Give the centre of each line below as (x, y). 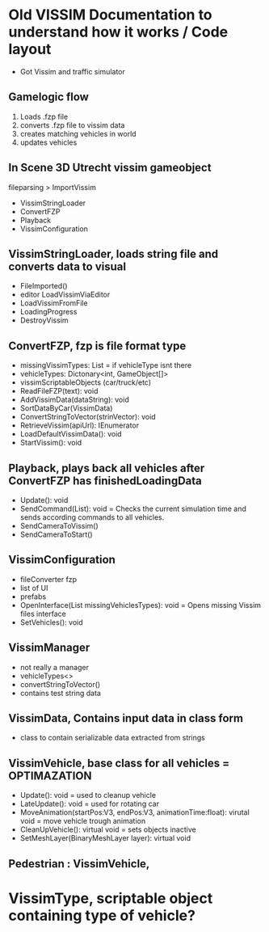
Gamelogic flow (48, 97)
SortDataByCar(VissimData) (66, 408)
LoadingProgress (48, 312)
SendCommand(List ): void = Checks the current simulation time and (133, 508)
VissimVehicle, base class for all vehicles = (119, 763)
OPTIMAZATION (50, 776)
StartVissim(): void (51, 443)
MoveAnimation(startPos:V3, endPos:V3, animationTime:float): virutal (135, 812)
